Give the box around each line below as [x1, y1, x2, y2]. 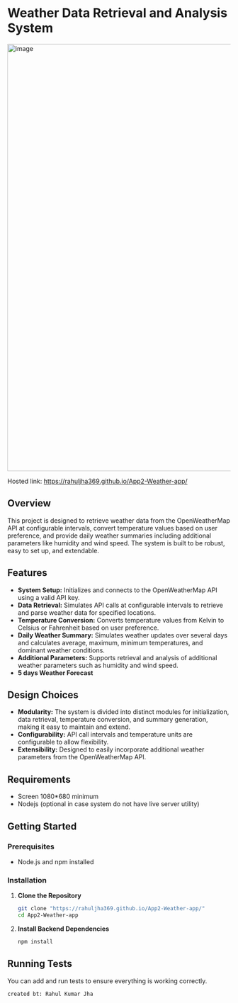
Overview [7, 497, 52, 509]
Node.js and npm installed [17, 857, 94, 866]
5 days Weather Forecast [17, 668, 93, 677]
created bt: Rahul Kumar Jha [7, 990, 93, 997]
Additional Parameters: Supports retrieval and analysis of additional [17, 653, 217, 662]
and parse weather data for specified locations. [17, 608, 157, 617]
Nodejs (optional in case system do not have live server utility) [17, 800, 200, 808]
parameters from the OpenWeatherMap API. [17, 753, 147, 761]
